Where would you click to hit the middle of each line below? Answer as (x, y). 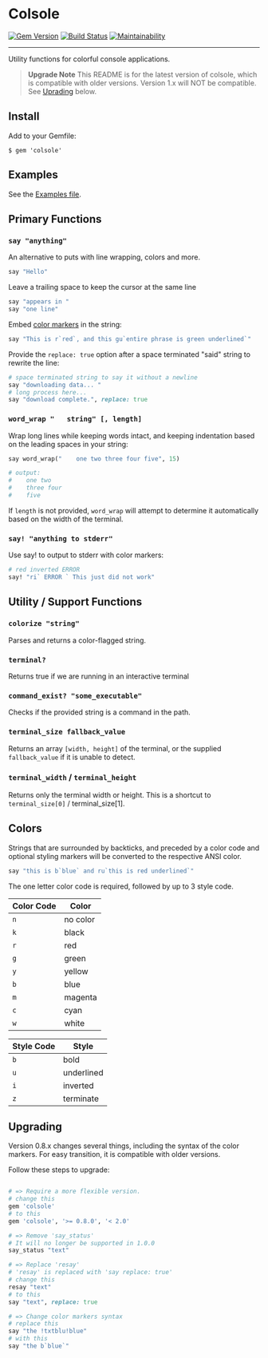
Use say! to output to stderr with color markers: (86, 555)
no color (79, 919)
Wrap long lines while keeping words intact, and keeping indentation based (132, 435)
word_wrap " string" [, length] (75, 419)
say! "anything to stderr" (61, 538)
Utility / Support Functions (75, 602)
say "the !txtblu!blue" (48, 1331)
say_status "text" (39, 1250)
